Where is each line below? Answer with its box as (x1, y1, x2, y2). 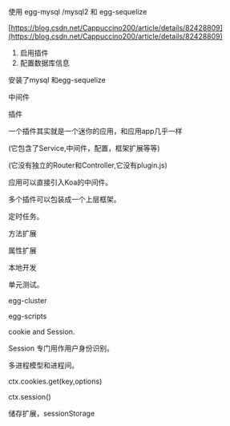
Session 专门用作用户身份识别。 (8, 343, 114, 353)
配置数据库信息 (19, 59, 70, 67)
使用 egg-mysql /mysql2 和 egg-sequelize (8, 7, 147, 16)
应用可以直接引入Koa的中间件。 (8, 177, 113, 187)
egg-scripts (8, 311, 47, 321)
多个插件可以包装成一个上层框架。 (8, 195, 121, 204)
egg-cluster (8, 296, 47, 305)
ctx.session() (8, 392, 51, 401)
